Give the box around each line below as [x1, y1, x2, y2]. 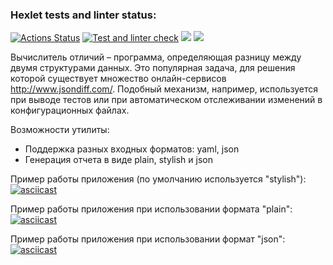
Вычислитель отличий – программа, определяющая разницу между [10, 51, 302, 63]
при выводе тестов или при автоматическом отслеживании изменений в [10, 94, 323, 106]
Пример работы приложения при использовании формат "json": [10, 233, 286, 245]
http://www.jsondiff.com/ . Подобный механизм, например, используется [10, 83, 319, 95]
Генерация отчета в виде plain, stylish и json [24, 154, 213, 166]
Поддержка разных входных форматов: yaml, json [24, 143, 240, 155]
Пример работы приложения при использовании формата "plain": [10, 203, 293, 215]
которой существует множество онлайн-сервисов [10, 73, 227, 85]
